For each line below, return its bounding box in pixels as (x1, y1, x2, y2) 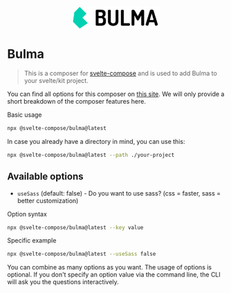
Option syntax (7, 209, 47, 218)
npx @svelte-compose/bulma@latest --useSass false (7, 251, 156, 258)
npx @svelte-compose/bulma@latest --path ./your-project (7, 151, 175, 158)
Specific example (7, 236, 57, 245)
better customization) (17, 196, 79, 205)
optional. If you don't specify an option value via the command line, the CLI (7, 270, 221, 279)
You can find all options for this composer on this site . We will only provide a (7, 90, 225, 98)
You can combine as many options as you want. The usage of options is (7, 263, 212, 272)
